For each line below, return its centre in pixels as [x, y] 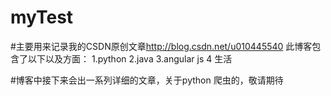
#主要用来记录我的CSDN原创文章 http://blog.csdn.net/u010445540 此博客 [161, 46]
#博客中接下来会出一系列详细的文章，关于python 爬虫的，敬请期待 [147, 80]
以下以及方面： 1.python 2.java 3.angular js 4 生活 [130, 58]
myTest [42, 17]
